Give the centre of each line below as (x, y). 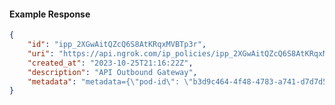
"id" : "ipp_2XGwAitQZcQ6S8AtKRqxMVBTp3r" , (117, 45)
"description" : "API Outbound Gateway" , (112, 72)
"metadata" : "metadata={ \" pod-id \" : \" (110, 81)
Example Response (50, 14)
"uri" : (41, 53)
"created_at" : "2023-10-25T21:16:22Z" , (110, 63)
